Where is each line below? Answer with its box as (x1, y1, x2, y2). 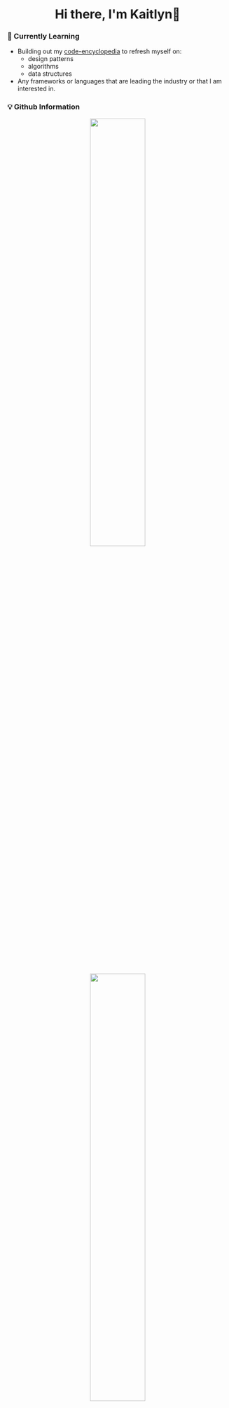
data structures (27, 69, 72, 78)
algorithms (27, 62, 60, 71)
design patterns (27, 55, 74, 63)
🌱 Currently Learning (7, 32, 80, 41)
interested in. (17, 84, 56, 93)
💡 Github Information (7, 102, 81, 112)
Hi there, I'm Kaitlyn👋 (55, 6, 181, 22)
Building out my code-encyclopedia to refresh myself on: (17, 47, 182, 55)
